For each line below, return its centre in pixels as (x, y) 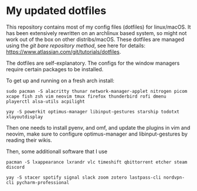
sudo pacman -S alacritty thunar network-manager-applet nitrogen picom (97, 91)
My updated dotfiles (56, 11)
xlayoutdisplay (25, 117)
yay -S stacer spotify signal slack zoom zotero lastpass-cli (84, 177)
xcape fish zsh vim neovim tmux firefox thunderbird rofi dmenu (86, 96)
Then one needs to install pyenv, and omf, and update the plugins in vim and (98, 127)
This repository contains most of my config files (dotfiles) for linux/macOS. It (98, 27)
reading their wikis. (29, 140)
